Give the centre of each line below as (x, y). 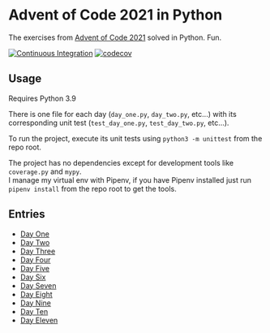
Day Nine (35, 303)
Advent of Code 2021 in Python (116, 15)
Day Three (38, 251)
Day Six (33, 277)
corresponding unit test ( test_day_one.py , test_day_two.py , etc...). (119, 123)
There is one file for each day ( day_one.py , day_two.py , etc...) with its (122, 114)
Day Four (35, 259)
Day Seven (38, 285)
